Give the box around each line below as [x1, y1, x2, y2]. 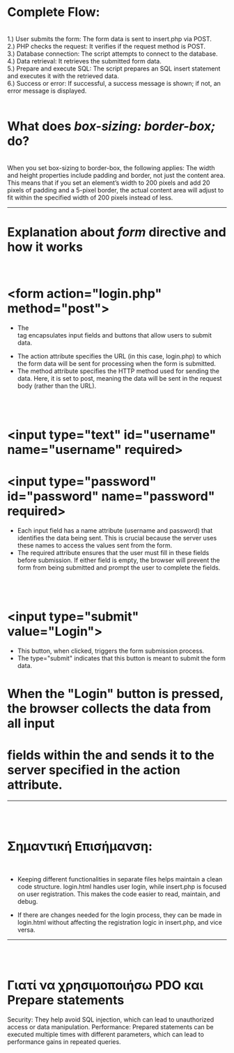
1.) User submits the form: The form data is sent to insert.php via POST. [7, 34, 212, 43]
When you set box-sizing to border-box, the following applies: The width [7, 163, 215, 172]
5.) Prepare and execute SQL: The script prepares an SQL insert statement [7, 64, 221, 73]
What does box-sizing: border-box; [7, 119, 216, 135]
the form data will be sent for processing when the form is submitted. [17, 360, 216, 368]
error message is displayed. [7, 86, 87, 95]
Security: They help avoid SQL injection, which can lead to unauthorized [7, 1015, 214, 1024]
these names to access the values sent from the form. [17, 541, 173, 550]
